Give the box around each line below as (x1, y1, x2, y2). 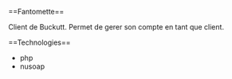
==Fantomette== (8, 7, 65, 16)
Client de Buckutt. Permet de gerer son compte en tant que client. (8, 22, 225, 31)
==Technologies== (8, 38, 71, 47)
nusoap (19, 61, 45, 71)
